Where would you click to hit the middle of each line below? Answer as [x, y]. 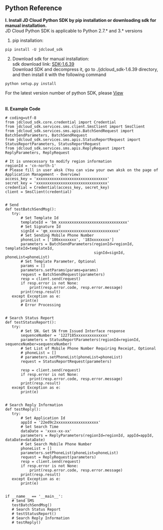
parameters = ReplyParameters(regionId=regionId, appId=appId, [87, 435]
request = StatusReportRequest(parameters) [66, 361]
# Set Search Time [39, 427]
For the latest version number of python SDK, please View [64, 93]
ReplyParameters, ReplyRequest [37, 153]
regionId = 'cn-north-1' [31, 166]
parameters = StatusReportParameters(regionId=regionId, [81, 340]
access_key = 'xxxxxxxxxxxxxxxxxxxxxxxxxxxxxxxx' [57, 178]
